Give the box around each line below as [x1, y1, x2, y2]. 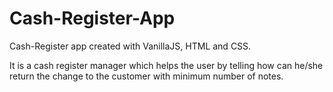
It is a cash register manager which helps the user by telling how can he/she [9, 59, 324, 71]
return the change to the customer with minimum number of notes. [9, 70, 284, 82]
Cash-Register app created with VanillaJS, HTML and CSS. [9, 40, 252, 52]
